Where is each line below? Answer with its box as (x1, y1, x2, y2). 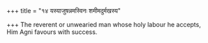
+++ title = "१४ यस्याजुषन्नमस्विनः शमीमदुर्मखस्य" (6, 7, 121, 15)
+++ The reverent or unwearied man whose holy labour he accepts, (6, 21, 202, 28)
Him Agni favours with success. (6, 28, 98, 36)
